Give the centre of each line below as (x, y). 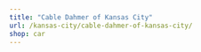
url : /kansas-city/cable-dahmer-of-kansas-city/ (101, 26)
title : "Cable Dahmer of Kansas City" (81, 17)
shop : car (28, 33)
